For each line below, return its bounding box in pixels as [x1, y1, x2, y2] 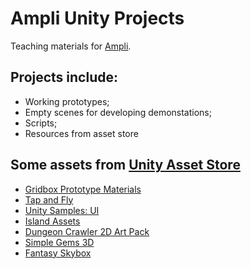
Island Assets [24, 215, 81, 227]
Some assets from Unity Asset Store [10, 157, 241, 174]
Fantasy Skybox [24, 247, 92, 259]
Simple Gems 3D [24, 236, 95, 248]
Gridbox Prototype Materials [24, 183, 142, 195]
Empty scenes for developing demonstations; [24, 106, 212, 118]
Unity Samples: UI [24, 204, 100, 216]
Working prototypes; [24, 95, 110, 107]
